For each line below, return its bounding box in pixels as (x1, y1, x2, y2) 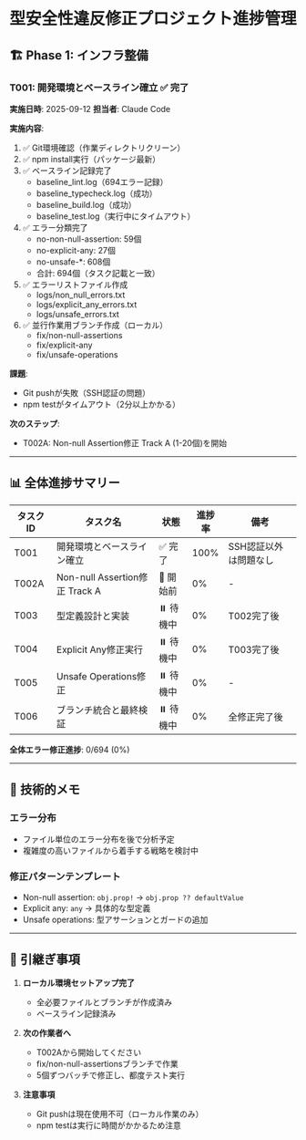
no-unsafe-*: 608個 (36, 256, 111, 267)
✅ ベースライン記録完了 (22, 165, 112, 176)
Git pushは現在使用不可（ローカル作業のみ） (36, 1109, 204, 1120)
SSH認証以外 (228, 540, 284, 553)
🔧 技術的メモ (9, 782, 80, 798)
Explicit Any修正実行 (56, 644, 144, 657)
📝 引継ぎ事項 (9, 952, 80, 968)
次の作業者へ (22, 1028, 71, 1039)
